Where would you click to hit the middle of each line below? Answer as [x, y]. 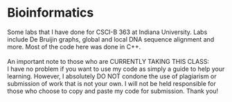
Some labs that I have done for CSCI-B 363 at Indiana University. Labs [107, 32]
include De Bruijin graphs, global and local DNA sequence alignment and [111, 39]
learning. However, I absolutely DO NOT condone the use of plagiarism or [112, 76]
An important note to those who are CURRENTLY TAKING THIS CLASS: [108, 61]
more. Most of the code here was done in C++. [74, 46]
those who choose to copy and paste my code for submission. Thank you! [113, 91]
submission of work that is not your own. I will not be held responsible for [111, 83]
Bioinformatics [51, 13]
